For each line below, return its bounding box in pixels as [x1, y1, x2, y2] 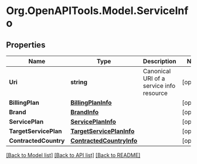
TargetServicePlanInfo [70, 127, 135, 135]
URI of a [142, 74, 165, 83]
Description [142, 57, 177, 65]
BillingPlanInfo [70, 98, 112, 107]
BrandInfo [70, 108, 99, 116]
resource [142, 89, 168, 97]
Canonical [142, 67, 171, 75]
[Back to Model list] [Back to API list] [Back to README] [6, 152, 141, 159]
